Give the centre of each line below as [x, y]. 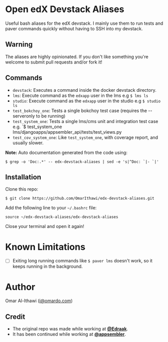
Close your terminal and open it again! [45, 226]
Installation [23, 177]
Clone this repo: [22, 189]
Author [20, 287]
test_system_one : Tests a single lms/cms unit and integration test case [85, 121]
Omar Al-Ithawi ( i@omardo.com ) [39, 301]
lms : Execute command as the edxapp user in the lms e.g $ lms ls [80, 95]
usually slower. [28, 143]
